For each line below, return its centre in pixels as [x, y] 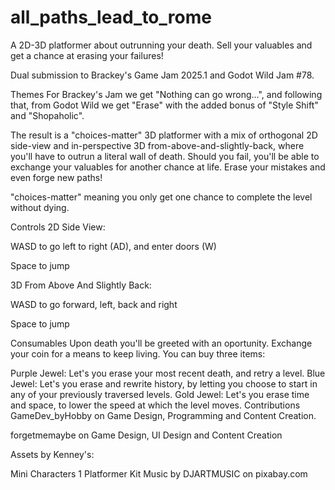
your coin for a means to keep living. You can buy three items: [138, 353]
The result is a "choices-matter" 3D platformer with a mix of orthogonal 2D [164, 135]
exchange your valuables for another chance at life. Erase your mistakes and [168, 167]
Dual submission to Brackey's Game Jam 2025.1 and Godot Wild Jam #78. [162, 75]
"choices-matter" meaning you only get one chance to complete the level [161, 197]
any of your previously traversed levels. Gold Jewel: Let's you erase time [160, 394]
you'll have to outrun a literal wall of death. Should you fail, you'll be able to [165, 156]
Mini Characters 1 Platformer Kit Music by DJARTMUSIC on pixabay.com [159, 473]
